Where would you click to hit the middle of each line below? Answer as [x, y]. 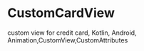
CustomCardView [61, 13]
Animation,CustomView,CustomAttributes [68, 40]
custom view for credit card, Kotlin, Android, [72, 33]
